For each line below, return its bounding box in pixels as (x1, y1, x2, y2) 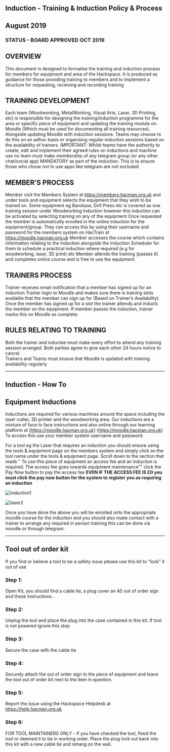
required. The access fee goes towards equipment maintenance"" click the (5, 463, 162, 470)
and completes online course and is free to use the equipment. (5, 256, 136, 262)
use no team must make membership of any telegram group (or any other (5, 153, 158, 159)
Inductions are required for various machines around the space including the (5, 411, 165, 417)
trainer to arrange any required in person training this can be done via (5, 520, 150, 526)
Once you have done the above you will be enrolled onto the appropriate (5, 509, 156, 516)
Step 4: (5, 659, 24, 666)
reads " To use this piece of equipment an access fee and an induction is (5, 458, 157, 464)
